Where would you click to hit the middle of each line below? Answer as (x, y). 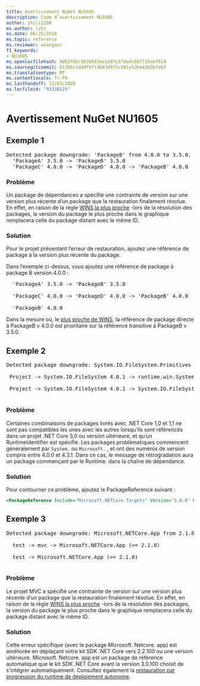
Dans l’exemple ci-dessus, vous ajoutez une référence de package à (90, 266)
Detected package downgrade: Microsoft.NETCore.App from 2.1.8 (100, 533)
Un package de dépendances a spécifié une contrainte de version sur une (97, 195)
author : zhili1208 (29, 23)
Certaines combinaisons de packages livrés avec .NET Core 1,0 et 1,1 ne (94, 423)
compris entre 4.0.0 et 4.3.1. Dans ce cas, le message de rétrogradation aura (100, 455)
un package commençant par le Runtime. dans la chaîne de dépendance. (96, 461)
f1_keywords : (22, 51)
